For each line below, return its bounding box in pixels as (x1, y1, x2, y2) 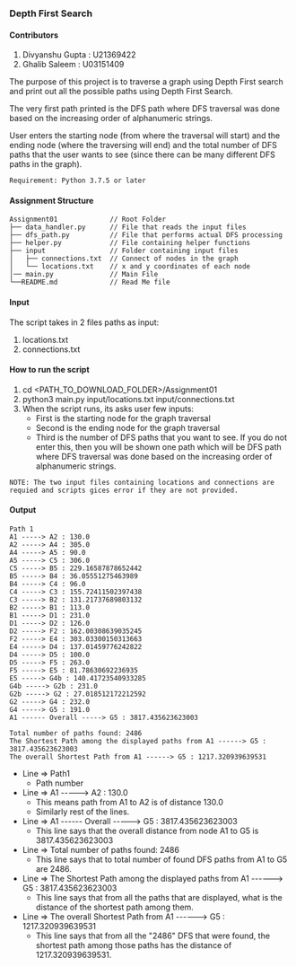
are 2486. (35, 863, 72, 874)
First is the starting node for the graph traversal (35, 412, 211, 424)
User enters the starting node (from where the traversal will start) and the (9, 130, 281, 141)
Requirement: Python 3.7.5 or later (9, 176, 146, 186)
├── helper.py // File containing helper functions (9, 239, 251, 248)
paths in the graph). (9, 159, 83, 170)
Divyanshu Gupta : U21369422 (22, 49, 136, 60)
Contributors (9, 30, 59, 40)
